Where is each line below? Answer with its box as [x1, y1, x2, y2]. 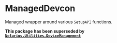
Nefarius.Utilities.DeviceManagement [5, 33, 81, 38]
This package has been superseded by [5, 28, 85, 34]
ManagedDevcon [5, 3, 75, 14]
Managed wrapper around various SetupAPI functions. [5, 19, 113, 25]
